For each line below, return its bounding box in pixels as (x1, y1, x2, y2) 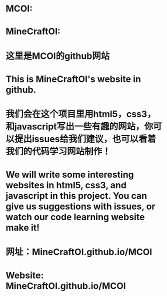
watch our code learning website (5, 212, 145, 223)
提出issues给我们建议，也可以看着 (14, 133, 156, 145)
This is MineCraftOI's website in (5, 73, 141, 85)
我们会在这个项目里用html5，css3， (5, 108, 156, 120)
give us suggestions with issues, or (5, 201, 155, 212)
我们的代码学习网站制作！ (5, 146, 111, 157)
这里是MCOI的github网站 (5, 50, 110, 61)
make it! (5, 222, 40, 234)
